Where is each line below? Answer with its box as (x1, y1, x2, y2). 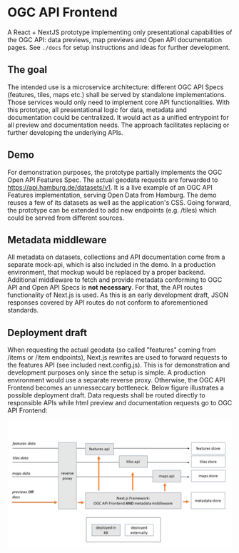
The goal (7, 64, 48, 76)
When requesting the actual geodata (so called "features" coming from (7, 345, 216, 354)
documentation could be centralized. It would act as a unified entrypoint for (7, 113, 230, 121)
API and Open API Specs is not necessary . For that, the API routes (7, 283, 203, 292)
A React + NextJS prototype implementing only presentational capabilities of (7, 28, 233, 36)
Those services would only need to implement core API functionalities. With (7, 98, 230, 106)
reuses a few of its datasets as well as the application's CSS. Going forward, (7, 198, 232, 207)
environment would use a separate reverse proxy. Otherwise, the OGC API (7, 376, 225, 385)
